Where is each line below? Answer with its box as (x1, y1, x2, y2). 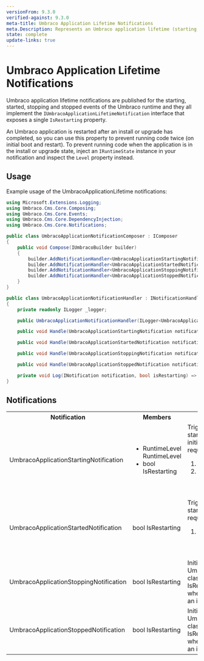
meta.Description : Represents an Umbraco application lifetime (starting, (6, 26, 200, 32)
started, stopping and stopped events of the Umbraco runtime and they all (6, 103, 192, 110)
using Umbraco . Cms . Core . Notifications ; (6, 222, 107, 229)
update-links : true (6, 37, 56, 43)
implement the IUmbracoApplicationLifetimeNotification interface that (6, 109, 185, 116)
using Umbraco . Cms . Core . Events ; (6, 211, 88, 217)
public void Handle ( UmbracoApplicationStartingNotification (17, 329, 172, 335)
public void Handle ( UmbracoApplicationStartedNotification (17, 340, 170, 346)
